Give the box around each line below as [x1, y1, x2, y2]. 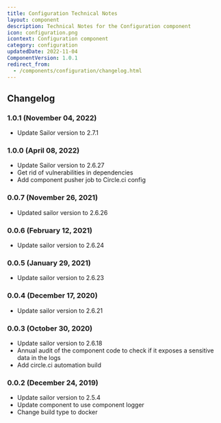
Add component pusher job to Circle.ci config [16, 176, 146, 184]
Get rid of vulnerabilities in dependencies [16, 168, 133, 177]
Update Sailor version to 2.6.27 [16, 162, 105, 170]
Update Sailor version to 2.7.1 [16, 129, 99, 137]
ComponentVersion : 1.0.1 [7, 55, 78, 62]
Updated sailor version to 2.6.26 [16, 208, 108, 216]
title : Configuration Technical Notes [7, 10, 118, 17]
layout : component [7, 16, 60, 23]
